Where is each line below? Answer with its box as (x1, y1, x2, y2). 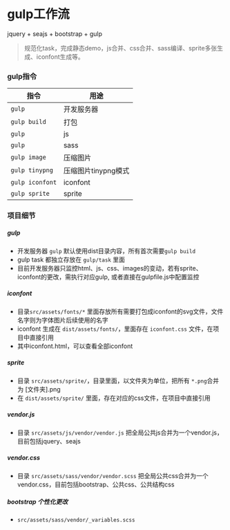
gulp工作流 (7, 6, 70, 22)
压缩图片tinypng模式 (63, 166, 130, 176)
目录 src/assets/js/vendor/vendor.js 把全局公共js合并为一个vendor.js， (17, 428, 223, 437)
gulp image (10, 154, 46, 161)
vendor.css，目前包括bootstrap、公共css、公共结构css (17, 480, 175, 488)
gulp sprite (10, 190, 50, 198)
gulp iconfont (10, 179, 57, 187)
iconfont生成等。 (36, 53, 84, 61)
